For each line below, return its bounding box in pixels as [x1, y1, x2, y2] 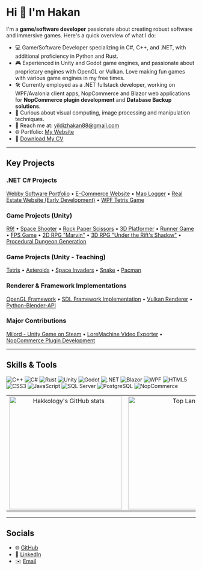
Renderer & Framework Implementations [6, 281, 127, 290]
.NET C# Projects [6, 176, 57, 184]
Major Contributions [6, 316, 67, 325]
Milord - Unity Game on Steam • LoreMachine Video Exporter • [6, 330, 163, 337]
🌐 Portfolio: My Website [14, 128, 74, 135]
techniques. [14, 115, 44, 122]
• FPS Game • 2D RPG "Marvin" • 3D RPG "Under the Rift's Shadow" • [6, 231, 182, 239]
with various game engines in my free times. [14, 74, 125, 81]
